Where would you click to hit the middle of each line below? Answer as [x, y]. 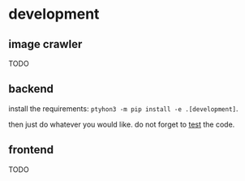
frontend [31, 150]
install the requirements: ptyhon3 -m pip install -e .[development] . [123, 108]
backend [31, 89]
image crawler [45, 44]
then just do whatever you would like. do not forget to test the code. [122, 124]
